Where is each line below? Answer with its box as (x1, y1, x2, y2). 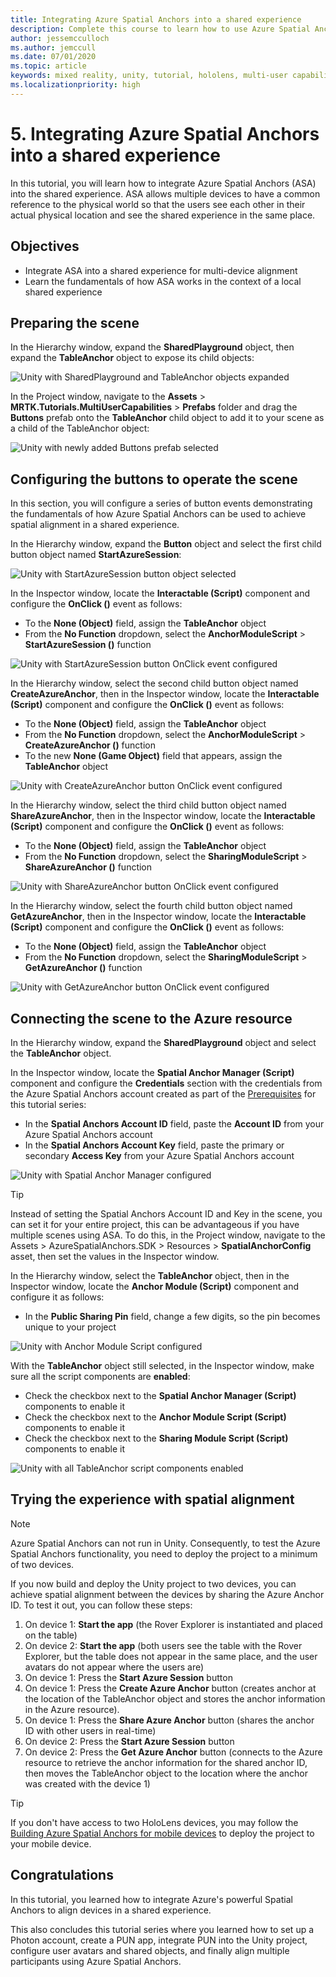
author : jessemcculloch (10, 33, 110, 43)
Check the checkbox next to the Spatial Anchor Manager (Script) (24, 1389, 297, 1401)
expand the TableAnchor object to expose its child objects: (10, 352, 255, 364)
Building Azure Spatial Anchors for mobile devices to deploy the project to (10, 1827, 315, 1839)
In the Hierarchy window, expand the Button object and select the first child (10, 538, 322, 550)
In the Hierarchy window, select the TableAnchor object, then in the (10, 1269, 290, 1281)
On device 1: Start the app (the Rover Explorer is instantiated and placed (24, 1618, 323, 1630)
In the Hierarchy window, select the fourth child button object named (10, 900, 293, 912)
